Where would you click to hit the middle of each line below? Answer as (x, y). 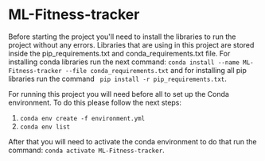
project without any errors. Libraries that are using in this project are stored (131, 44)
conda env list (45, 127)
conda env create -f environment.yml (82, 118)
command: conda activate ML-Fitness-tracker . (86, 150)
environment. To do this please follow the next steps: (95, 102)
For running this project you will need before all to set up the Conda (119, 94)
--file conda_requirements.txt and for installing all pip (156, 70)
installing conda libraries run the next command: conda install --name (124, 62)
